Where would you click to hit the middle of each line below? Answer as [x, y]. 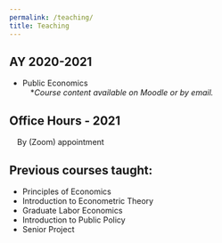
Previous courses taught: [81, 170]
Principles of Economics [66, 191]
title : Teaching [39, 26]
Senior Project [48, 229]
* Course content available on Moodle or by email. [122, 93]
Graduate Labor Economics [72, 210]
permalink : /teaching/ [51, 17]
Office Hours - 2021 [65, 121]
